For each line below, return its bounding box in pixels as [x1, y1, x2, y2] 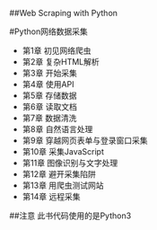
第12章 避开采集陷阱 [22, 169, 96, 179]
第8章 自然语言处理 [22, 124, 93, 134]
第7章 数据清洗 [22, 112, 77, 123]
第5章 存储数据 [22, 90, 78, 101]
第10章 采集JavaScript [22, 146, 105, 156]
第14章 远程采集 [22, 191, 81, 201]
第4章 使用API [22, 79, 74, 89]
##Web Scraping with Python [9, 8, 118, 18]
